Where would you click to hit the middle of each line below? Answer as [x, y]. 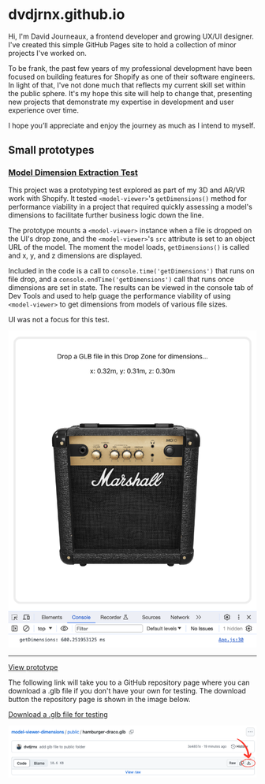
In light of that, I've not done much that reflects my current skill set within [127, 85]
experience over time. [44, 110]
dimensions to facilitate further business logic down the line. [106, 215]
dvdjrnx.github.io [67, 15]
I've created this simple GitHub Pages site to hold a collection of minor [122, 44]
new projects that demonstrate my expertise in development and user [121, 102]
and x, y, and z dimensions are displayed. [75, 255]
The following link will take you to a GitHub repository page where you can [129, 682]
